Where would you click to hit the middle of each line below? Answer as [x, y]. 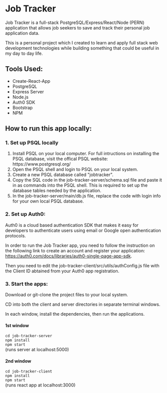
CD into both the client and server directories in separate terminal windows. [83, 304]
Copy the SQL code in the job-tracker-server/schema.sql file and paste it [87, 180]
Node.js [20, 97]
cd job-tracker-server [29, 336]
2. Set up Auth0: [25, 214]
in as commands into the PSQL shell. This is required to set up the [80, 186]
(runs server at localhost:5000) [37, 350]
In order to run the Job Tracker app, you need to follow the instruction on [80, 245]
